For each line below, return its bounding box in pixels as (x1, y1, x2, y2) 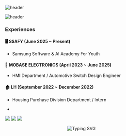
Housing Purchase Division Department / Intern (12, 97, 107, 103)
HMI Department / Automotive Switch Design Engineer (12, 73, 121, 78)
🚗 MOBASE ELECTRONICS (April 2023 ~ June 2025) (5, 62, 111, 68)
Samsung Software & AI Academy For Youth (12, 51, 100, 57)
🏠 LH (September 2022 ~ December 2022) (5, 84, 94, 90)
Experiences (5, 26, 35, 32)
